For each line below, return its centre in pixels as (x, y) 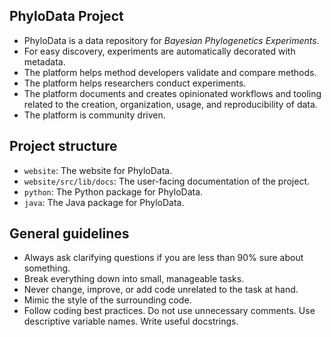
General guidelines (69, 234)
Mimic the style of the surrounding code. (107, 300)
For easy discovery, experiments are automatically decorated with (159, 51)
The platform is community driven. (94, 115)
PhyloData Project (66, 16)
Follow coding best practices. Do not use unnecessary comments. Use (169, 311)
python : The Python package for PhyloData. (113, 191)
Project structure (63, 146)
